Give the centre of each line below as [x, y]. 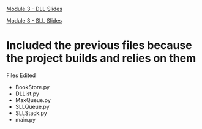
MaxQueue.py [33, 100]
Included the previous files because [99, 46]
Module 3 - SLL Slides [34, 20]
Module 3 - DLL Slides [35, 9]
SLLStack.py [31, 113]
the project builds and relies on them [101, 58]
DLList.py [27, 94]
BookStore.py [32, 87]
